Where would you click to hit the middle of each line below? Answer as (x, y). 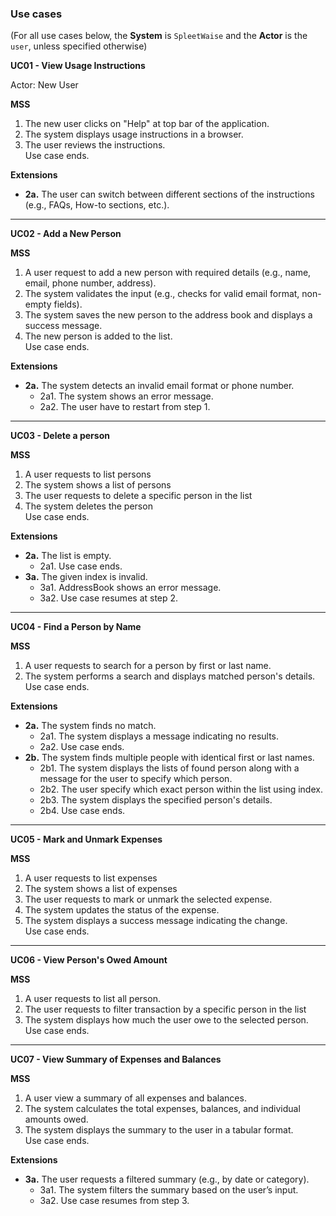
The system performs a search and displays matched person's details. (170, 676)
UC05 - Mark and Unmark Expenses (86, 839)
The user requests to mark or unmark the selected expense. (148, 899)
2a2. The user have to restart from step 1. (125, 407)
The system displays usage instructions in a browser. (134, 134)
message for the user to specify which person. (136, 779)
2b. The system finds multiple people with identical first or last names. (169, 758)
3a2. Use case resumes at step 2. (109, 598)
